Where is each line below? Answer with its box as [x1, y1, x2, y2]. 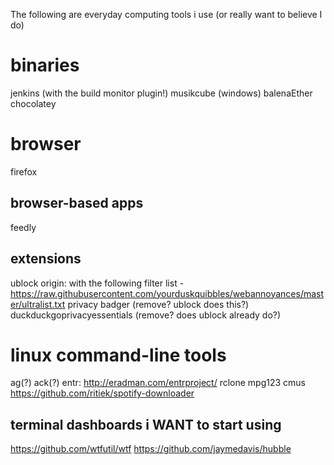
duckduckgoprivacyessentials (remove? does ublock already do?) [10, 309, 282, 321]
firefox [10, 165, 38, 178]
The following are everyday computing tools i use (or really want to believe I [10, 9, 323, 20]
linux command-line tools [10, 344, 227, 366]
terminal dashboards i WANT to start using [10, 416, 282, 433]
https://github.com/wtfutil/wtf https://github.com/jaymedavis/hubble [10, 443, 292, 455]
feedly [10, 221, 37, 233]
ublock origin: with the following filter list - [10, 277, 185, 289]
